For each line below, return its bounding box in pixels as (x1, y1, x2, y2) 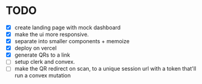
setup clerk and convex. (14, 58, 75, 66)
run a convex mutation (14, 72, 71, 79)
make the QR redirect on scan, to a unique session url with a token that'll (14, 65, 197, 72)
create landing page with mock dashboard (14, 24, 121, 31)
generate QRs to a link (14, 51, 71, 58)
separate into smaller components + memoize (14, 38, 130, 45)
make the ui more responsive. (14, 31, 89, 38)
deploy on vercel (14, 44, 57, 52)
